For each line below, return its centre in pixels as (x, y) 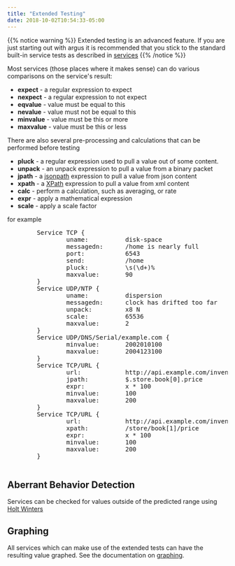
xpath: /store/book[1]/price (133, 428)
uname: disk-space (114, 239)
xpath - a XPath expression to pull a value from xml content (103, 183)
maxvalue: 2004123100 (114, 351)
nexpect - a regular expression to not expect (82, 97)
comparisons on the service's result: (60, 76)
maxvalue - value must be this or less (72, 126)
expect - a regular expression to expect (74, 89)
